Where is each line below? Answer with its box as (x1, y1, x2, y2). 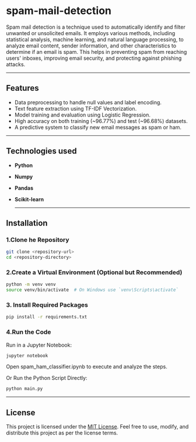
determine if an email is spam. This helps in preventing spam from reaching (6, 48, 187, 55)
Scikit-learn (14, 196, 44, 203)
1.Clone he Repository (6, 235, 69, 244)
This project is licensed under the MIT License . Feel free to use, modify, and (6, 423, 189, 430)
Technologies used (6, 146, 77, 156)
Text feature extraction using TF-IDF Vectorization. (14, 105, 137, 112)
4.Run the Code (6, 328, 51, 336)
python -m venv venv (6, 282, 57, 287)
